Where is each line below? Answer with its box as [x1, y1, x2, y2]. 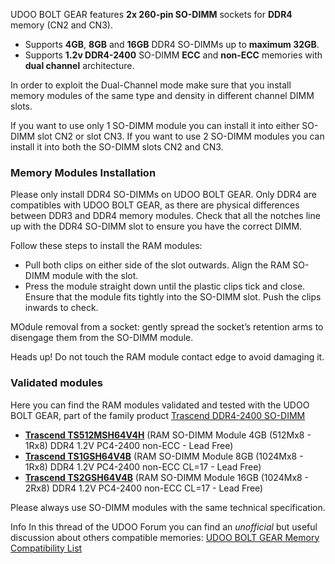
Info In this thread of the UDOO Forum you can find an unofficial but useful [10, 520, 318, 533]
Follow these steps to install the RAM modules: [10, 240, 203, 252]
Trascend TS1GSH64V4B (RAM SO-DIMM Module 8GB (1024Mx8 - [24, 450, 304, 462]
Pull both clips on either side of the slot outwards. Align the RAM [24, 259, 291, 271]
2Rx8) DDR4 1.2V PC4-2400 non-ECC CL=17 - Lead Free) [24, 482, 264, 494]
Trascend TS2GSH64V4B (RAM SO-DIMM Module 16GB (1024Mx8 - [24, 471, 310, 483]
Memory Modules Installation [10, 165, 157, 179]
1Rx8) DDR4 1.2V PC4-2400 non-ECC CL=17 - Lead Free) [24, 460, 262, 473]
